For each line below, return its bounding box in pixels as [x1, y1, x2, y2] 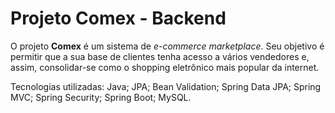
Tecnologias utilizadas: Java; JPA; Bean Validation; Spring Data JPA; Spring [10, 80, 322, 92]
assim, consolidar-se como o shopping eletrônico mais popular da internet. [10, 61, 320, 73]
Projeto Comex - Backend [10, 7, 227, 30]
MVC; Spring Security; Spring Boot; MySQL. [10, 91, 192, 103]
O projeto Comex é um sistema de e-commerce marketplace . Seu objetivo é [10, 40, 325, 52]
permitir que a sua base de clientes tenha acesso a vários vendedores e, [10, 50, 310, 62]
